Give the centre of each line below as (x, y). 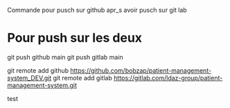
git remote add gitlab (82, 78)
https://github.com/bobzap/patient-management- (141, 70)
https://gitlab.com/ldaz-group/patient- (168, 78)
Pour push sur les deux (75, 38)
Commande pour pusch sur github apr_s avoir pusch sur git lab (97, 10)
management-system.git (42, 85)
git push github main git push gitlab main (65, 57)
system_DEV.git (29, 78)
